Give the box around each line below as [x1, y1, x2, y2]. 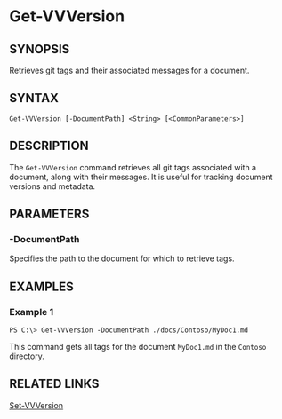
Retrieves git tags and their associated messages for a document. [9, 65, 250, 75]
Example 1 [9, 305, 54, 318]
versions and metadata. [9, 180, 96, 192]
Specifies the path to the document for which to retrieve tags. [9, 253, 235, 264]
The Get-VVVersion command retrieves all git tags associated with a [9, 162, 256, 172]
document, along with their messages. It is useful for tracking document [9, 171, 273, 182]
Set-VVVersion [9, 399, 64, 410]
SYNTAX [9, 91, 60, 106]
